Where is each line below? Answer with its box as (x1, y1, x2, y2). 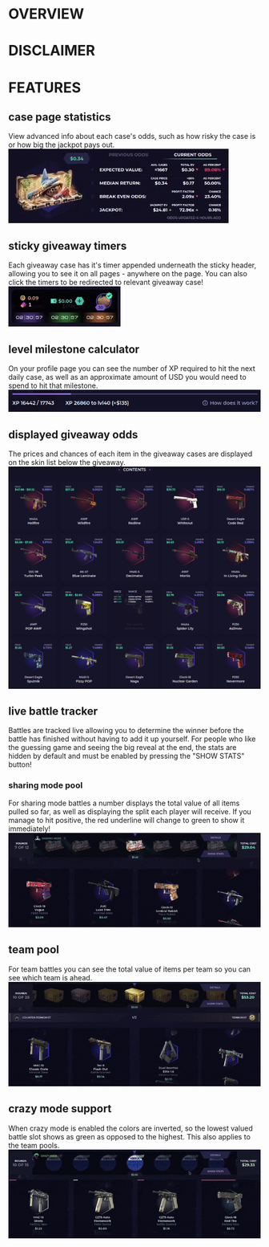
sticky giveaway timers (8, 238, 127, 253)
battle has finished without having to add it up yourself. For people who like (8, 734, 256, 744)
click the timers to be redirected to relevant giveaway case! (8, 278, 204, 287)
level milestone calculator (8, 342, 140, 356)
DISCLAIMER (8, 42, 96, 60)
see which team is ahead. (8, 972, 93, 982)
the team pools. (8, 1140, 60, 1150)
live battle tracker (8, 704, 98, 718)
